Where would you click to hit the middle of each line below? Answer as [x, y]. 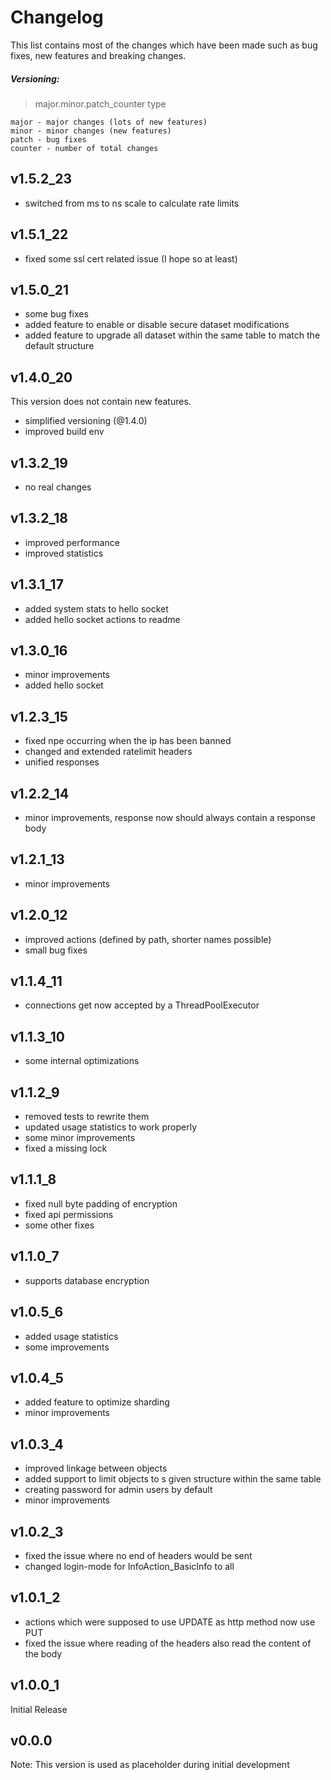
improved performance [72, 542]
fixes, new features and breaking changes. [98, 55]
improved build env [64, 432]
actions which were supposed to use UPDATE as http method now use [170, 1622]
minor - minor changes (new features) [91, 131]
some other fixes [59, 1225]
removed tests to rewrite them [87, 1117]
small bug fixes [56, 950]
